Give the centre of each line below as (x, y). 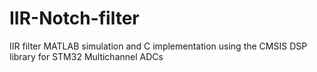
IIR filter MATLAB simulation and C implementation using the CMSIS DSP (158, 46)
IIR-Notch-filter (74, 18)
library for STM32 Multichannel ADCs (86, 56)
